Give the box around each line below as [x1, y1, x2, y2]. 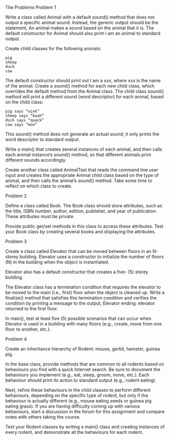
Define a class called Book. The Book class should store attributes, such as [5, 203, 162, 208]
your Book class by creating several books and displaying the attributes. [5, 229, 156, 235]
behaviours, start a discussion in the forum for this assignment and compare [5, 409, 165, 415]
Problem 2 [5, 193, 27, 199]
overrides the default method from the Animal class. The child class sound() [5, 88, 164, 94]
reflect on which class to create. [5, 183, 73, 189]
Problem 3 [5, 238, 27, 244]
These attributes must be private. [5, 213, 75, 219]
